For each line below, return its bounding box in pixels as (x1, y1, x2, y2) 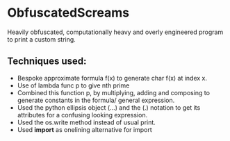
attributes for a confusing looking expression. (17, 110, 148, 119)
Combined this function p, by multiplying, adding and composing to (17, 88, 211, 97)
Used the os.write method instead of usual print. (17, 118, 156, 126)
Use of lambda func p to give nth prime (17, 81, 130, 90)
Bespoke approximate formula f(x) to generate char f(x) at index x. (17, 74, 207, 82)
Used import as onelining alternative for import (17, 125, 152, 133)
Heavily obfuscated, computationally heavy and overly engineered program (7, 28, 224, 36)
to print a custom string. (7, 35, 76, 43)
